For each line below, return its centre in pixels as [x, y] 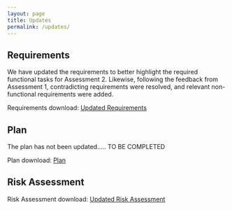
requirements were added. [75, 94]
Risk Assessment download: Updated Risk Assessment [86, 199]
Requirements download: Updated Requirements [77, 108]
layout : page [26, 14]
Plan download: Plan [37, 160]
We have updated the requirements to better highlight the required [103, 72]
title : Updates [29, 20]
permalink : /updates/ [39, 27]
